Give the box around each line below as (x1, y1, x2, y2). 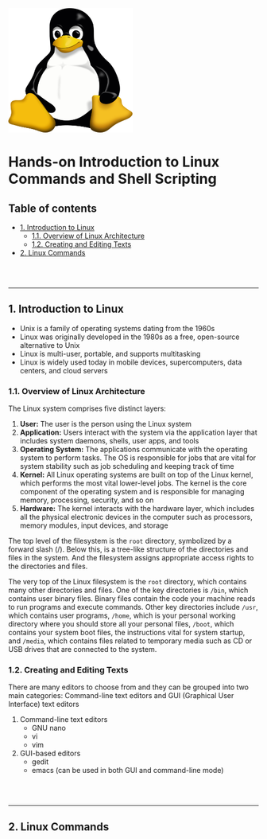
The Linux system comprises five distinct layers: (8, 404, 167, 413)
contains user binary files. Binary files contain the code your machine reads (8, 594, 256, 603)
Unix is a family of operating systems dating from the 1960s (19, 323, 215, 333)
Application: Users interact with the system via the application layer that (19, 427, 258, 437)
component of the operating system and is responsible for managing (19, 487, 245, 497)
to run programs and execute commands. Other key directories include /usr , (8, 603, 258, 612)
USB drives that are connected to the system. (8, 645, 157, 654)
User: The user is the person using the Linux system (19, 419, 192, 429)
